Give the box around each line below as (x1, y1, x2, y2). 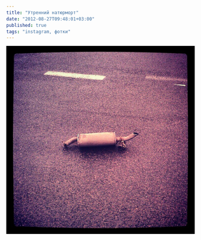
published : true (6, 22, 47, 28)
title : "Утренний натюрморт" (6, 10, 79, 16)
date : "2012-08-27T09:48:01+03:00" (6, 16, 95, 22)
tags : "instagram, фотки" (6, 29, 71, 35)
